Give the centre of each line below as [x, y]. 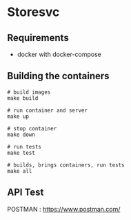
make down [21, 135]
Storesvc [33, 12]
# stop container [32, 128]
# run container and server [48, 110]
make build [23, 98]
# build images [29, 92]
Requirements [38, 38]
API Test [26, 193]
